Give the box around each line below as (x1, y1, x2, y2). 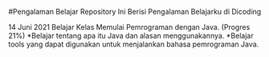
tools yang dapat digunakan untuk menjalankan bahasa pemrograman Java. (8, 39, 259, 49)
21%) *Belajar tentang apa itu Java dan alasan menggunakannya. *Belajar (8, 31, 255, 40)
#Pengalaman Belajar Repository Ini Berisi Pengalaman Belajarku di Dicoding (8, 7, 262, 16)
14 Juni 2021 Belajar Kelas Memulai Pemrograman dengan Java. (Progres (8, 22, 251, 31)
